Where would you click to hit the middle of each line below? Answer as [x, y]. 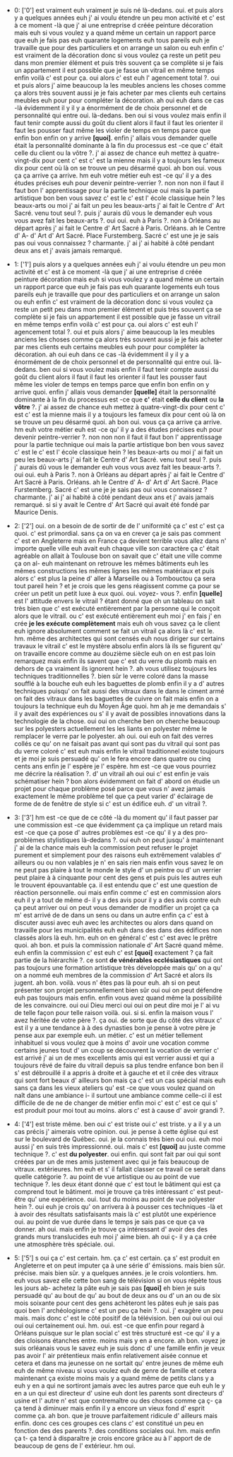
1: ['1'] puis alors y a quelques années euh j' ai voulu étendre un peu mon [120, 264]
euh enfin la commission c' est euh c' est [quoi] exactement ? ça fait [113, 953]
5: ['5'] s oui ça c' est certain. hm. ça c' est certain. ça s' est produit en [117, 1258]
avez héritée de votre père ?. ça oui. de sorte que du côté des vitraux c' [118, 1020]
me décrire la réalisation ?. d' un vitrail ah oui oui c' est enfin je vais [112, 774]
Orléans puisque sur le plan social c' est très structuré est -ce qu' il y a [117, 1333]
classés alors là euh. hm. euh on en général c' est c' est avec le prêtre [115, 937]
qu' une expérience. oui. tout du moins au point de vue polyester [121, 1199]
